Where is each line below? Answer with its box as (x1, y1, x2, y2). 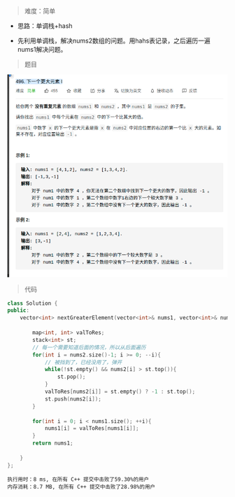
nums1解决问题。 (17, 45, 67, 53)
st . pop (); (57, 373, 86, 380)
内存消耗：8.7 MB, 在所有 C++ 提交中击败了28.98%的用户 (7, 483, 156, 490)
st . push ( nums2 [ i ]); (44, 395, 101, 403)
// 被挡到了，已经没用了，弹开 (44, 359, 122, 366)
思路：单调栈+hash (17, 22, 73, 30)
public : (7, 307, 30, 314)
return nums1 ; (32, 440, 73, 447)
